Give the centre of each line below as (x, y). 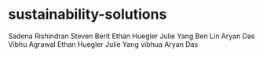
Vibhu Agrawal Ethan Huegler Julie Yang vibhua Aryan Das (103, 44)
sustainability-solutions (88, 14)
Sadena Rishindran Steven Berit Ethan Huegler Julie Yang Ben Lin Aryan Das (131, 36)
